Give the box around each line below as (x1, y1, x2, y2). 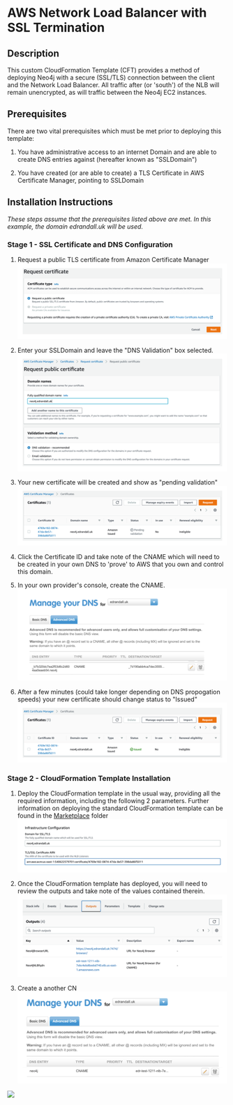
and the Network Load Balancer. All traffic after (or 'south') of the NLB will (7, 81, 220, 89)
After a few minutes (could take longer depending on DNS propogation (17, 688, 221, 696)
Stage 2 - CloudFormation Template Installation (7, 773, 171, 783)
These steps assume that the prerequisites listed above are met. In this (7, 215, 211, 223)
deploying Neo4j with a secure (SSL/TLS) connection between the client (7, 73, 215, 82)
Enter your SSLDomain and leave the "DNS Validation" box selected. (17, 346, 214, 354)
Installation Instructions (7, 197, 114, 208)
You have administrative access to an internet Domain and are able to (17, 148, 217, 156)
